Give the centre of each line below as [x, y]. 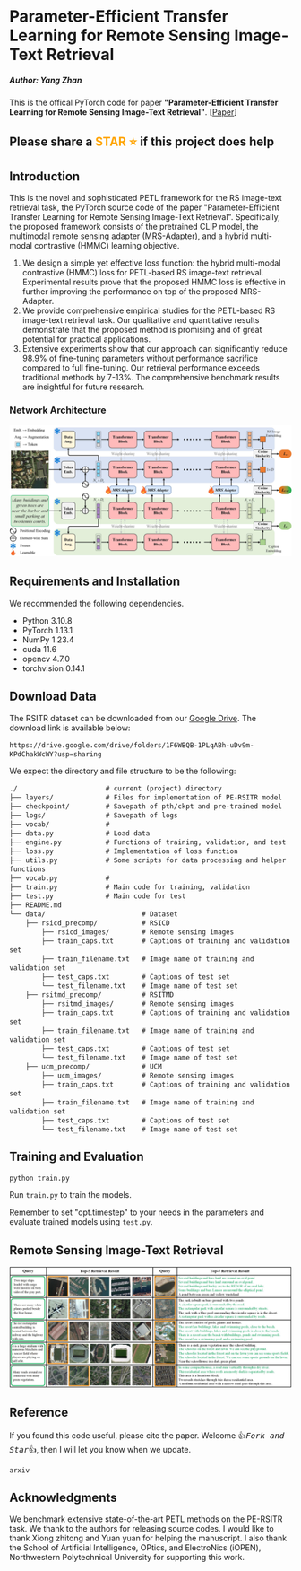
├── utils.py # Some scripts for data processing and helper [148, 860]
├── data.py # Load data [80, 833]
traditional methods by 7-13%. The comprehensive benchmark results [151, 378]
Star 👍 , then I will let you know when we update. [100, 1449]
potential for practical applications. [86, 339]
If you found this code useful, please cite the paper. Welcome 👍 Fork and [147, 1435]
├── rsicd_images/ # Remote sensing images [138, 932]
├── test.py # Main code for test [98, 896]
